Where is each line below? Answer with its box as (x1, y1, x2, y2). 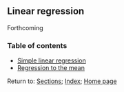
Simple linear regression (17, 56, 86, 65)
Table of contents (7, 41, 68, 50)
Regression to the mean (17, 64, 85, 72)
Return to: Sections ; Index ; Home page (7, 77, 117, 85)
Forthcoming (7, 23, 43, 32)
